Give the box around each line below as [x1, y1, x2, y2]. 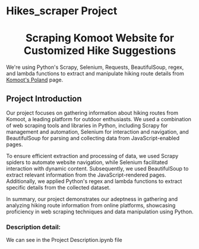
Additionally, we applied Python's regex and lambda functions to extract [6, 177, 182, 185]
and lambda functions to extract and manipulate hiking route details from [6, 70, 184, 77]
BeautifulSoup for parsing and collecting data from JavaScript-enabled [6, 134, 180, 141]
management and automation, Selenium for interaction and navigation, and [6, 128, 189, 135]
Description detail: [6, 223, 61, 231]
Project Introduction [6, 93, 82, 103]
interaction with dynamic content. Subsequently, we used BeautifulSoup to [6, 165, 189, 172]
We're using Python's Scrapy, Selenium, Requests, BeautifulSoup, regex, [6, 64, 184, 71]
